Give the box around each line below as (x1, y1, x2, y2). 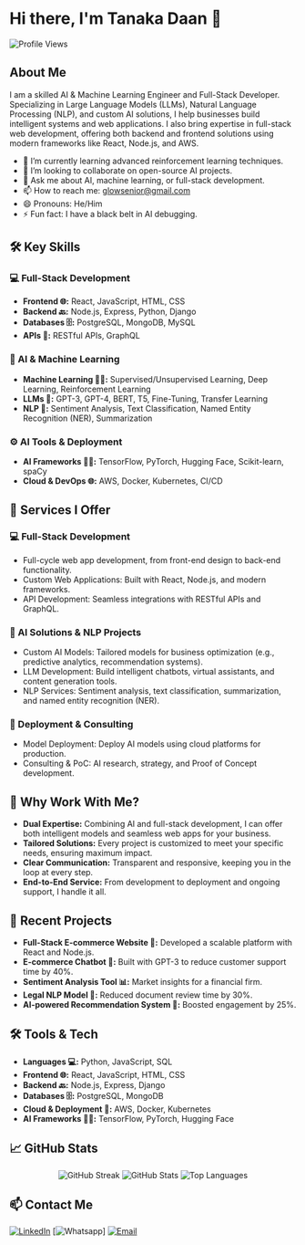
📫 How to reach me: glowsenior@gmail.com (22, 184, 191, 195)
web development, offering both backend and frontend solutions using (9, 128, 275, 139)
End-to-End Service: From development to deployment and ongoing (22, 876, 280, 888)
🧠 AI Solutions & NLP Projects (9, 625, 142, 638)
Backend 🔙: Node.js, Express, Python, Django (22, 306, 197, 318)
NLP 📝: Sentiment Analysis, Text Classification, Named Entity (22, 403, 252, 413)
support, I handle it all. (22, 886, 107, 897)
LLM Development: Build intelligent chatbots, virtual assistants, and (22, 666, 275, 677)
